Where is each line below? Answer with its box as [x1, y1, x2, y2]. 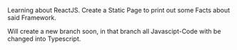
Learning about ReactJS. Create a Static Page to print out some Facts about [7, 6, 231, 14]
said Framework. [7, 13, 57, 22]
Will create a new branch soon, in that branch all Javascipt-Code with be [7, 27, 221, 35]
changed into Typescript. [7, 35, 81, 43]
